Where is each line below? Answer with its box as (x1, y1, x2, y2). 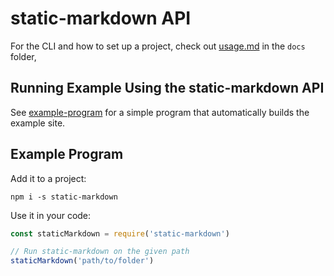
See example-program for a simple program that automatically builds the (10, 106, 310, 118)
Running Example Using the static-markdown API (10, 80, 325, 97)
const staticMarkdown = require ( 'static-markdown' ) (10, 228, 230, 239)
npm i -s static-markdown (10, 192, 118, 202)
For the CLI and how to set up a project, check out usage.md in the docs (10, 40, 306, 52)
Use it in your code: (10, 209, 92, 221)
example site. (10, 117, 66, 129)
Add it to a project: (10, 172, 87, 184)
